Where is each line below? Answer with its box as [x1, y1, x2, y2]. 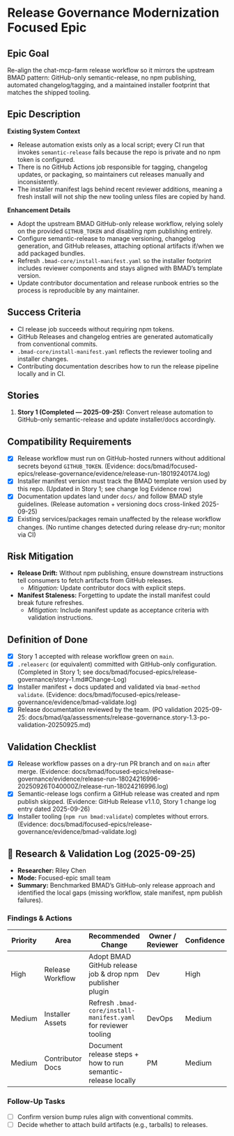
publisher [88, 978, 120, 988]
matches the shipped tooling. [7, 89, 91, 96]
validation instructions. [27, 613, 93, 622]
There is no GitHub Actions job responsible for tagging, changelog [17, 163, 208, 171]
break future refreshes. [17, 599, 84, 607]
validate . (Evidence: [17, 691, 77, 699]
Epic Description [7, 108, 81, 120]
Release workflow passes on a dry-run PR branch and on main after [17, 759, 210, 768]
